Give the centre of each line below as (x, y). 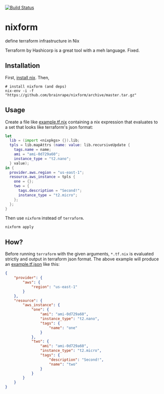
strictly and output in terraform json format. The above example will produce (82, 259)
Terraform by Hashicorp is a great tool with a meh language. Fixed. (72, 50)
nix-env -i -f (20, 91)
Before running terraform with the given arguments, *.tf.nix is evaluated (80, 254)
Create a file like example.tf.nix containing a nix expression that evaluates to (82, 122)
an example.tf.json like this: (32, 264)
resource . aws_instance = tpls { (43, 177)
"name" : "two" (63, 364)
